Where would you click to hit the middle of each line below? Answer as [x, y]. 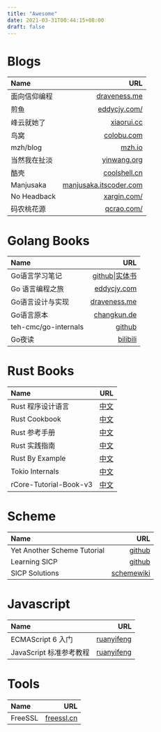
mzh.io [132, 147]
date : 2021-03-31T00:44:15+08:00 [56, 20]
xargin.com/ [123, 196]
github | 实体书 [115, 276]
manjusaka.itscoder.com [102, 185]
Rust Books [41, 371]
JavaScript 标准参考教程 [50, 652]
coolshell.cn [123, 173]
